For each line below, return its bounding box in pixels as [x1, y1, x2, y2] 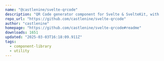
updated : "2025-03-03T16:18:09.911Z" [5, 35, 82, 40]
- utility [9, 48, 29, 53]
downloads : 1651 [5, 30, 38, 35]
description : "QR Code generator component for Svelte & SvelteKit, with [5, 12, 160, 17]
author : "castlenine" [5, 21, 50, 26]
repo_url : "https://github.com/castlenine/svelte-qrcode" [5, 16, 126, 21]
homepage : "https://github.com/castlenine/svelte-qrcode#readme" [5, 26, 141, 30]
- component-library [9, 44, 52, 49]
